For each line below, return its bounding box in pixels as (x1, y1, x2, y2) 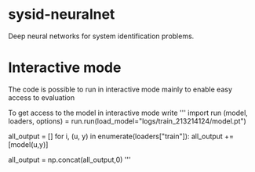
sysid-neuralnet (8, 5, 115, 23)
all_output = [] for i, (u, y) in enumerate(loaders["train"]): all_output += (8, 131, 234, 141)
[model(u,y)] (8, 139, 49, 149)
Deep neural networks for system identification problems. (8, 31, 195, 41)
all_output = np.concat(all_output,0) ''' (8, 155, 131, 164)
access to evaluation (8, 92, 75, 102)
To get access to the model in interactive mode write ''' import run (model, (8, 108, 249, 117)
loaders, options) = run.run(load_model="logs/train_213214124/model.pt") (8, 116, 247, 126)
